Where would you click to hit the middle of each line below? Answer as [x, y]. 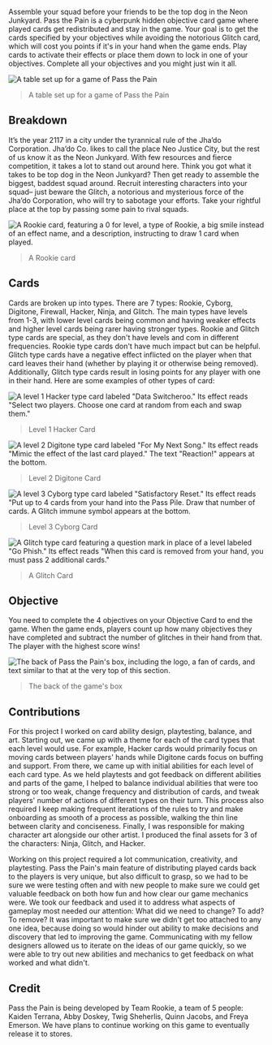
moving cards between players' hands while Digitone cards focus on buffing [136, 758]
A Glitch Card [50, 575]
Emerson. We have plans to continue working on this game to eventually [129, 1026]
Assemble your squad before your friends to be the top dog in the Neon [128, 12]
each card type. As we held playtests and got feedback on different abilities [135, 775]
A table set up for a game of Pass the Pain [99, 95]
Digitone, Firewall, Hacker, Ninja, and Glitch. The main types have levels [128, 311]
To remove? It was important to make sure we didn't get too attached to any [135, 920]
